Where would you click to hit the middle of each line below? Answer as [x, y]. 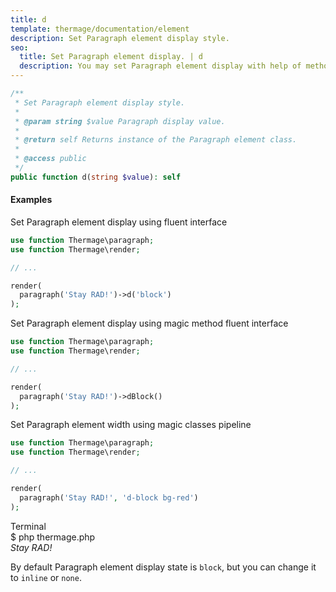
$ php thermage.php [53, 537]
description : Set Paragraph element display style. [120, 38]
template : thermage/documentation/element [100, 29]
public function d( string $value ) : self [96, 177]
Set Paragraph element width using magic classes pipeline [131, 425]
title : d [28, 19]
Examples [31, 200]
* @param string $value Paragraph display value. [120, 121]
